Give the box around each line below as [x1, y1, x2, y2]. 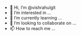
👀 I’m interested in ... [9, 10, 52, 16]
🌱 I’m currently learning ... [9, 15, 62, 20]
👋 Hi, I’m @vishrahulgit [9, 5, 56, 10]
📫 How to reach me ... [9, 26, 55, 31]
